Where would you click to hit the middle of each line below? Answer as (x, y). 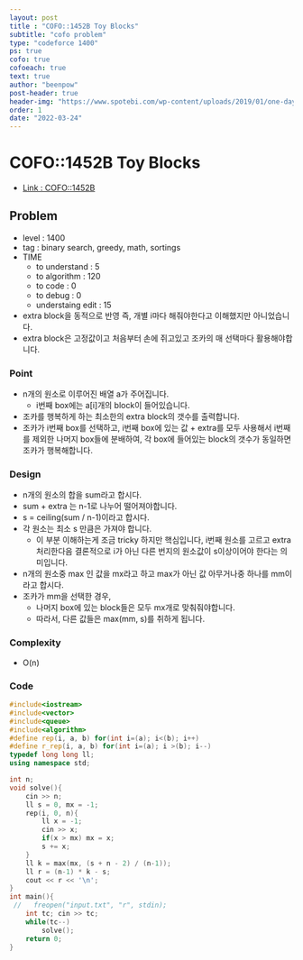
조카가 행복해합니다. (57, 451)
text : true (30, 77)
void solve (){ (36, 788)
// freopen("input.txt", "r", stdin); (90, 905)
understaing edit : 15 (73, 305)
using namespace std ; (50, 763)
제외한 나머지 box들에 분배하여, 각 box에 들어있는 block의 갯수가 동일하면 (161, 439)
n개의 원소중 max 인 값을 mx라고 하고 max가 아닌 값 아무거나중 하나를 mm (154, 574)
